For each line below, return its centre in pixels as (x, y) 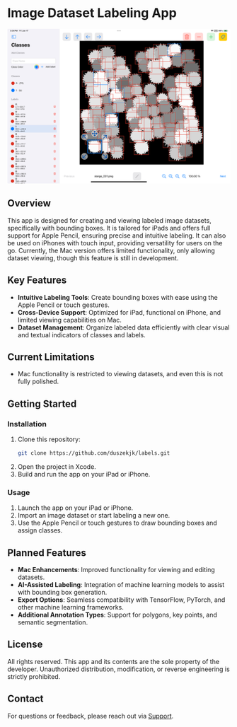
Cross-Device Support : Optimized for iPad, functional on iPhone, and (119, 312)
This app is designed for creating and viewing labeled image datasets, (110, 220)
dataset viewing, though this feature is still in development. (93, 258)
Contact (25, 699)
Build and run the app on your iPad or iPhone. (84, 474)
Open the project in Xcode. (57, 466)
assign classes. (40, 530)
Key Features (37, 280)
